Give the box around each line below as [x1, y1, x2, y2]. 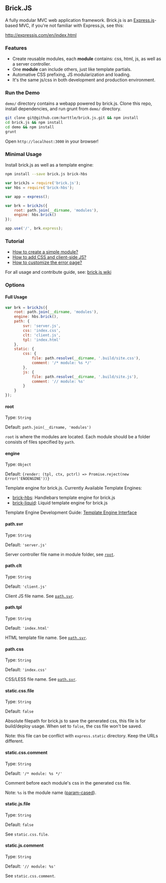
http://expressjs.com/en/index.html [5, 32, 77, 38]
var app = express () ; [5, 194, 50, 199]
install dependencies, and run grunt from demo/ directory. [5, 106, 121, 112]
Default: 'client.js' [5, 583, 47, 589]
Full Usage [5, 294, 27, 300]
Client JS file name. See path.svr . [5, 593, 74, 599]
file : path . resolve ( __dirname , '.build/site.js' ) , [31, 374, 139, 379]
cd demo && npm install [5, 125, 55, 130]
